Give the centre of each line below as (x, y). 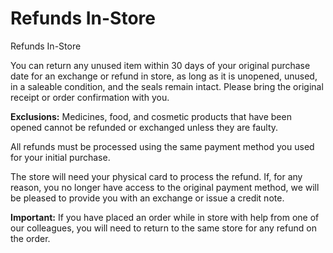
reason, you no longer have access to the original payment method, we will (165, 187)
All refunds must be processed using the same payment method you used (162, 146)
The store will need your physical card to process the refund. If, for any (156, 176)
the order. (30, 238)
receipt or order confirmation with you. (90, 97)
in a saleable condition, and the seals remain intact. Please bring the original (167, 86)
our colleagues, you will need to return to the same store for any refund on (163, 228)
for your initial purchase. (60, 157)
